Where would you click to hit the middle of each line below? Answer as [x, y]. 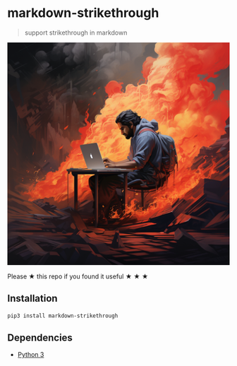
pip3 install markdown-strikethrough [63, 316]
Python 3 [31, 355]
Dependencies [40, 338]
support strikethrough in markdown [76, 33]
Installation [32, 299]
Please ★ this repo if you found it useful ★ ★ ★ [78, 276]
